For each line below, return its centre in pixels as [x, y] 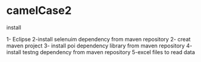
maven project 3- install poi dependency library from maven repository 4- [99, 46]
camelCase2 [39, 11]
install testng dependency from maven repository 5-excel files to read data [100, 52]
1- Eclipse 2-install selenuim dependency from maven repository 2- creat [99, 39]
